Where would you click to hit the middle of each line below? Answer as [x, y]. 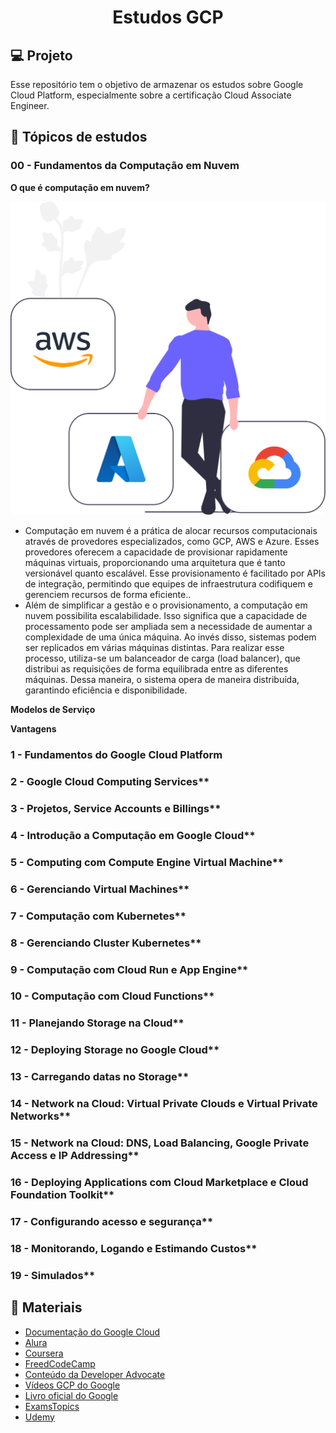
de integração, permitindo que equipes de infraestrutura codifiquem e [168, 584]
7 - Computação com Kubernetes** [98, 916]
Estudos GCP [168, 17]
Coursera [44, 1353]
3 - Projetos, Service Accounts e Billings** [116, 808]
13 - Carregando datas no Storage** [100, 1077]
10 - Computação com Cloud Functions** [112, 996]
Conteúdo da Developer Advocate [95, 1374]
